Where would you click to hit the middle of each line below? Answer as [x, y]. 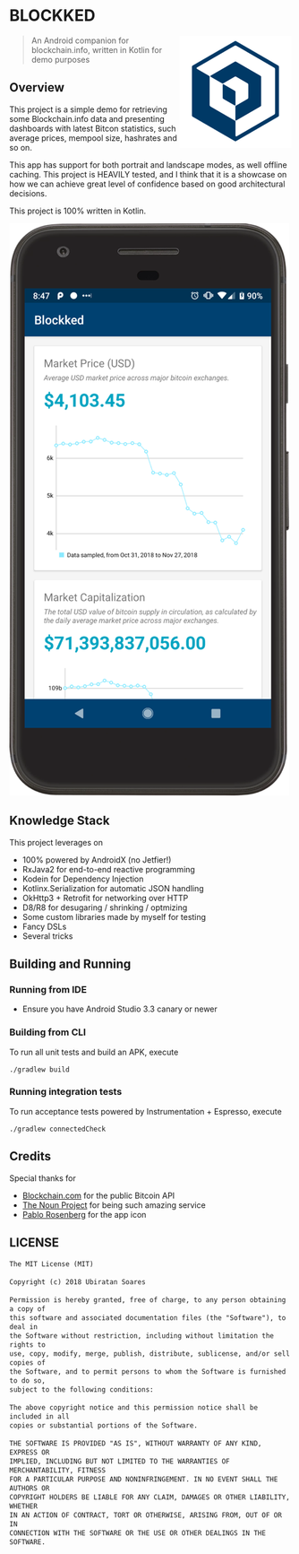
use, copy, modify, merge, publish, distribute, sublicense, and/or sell [150, 1354]
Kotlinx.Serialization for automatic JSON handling [113, 888]
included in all [39, 1417]
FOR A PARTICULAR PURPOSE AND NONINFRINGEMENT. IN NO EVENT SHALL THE [144, 1480]
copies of [28, 1363]
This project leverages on [56, 842]
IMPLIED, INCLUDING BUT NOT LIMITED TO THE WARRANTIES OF [120, 1462]
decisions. [28, 193]
